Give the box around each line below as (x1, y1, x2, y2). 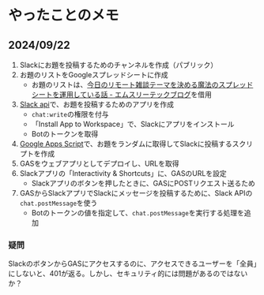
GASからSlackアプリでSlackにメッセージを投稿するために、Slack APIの (19, 189, 253, 197)
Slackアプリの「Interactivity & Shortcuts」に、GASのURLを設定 (19, 169, 227, 177)
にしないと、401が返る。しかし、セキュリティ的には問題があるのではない (8, 269, 248, 278)
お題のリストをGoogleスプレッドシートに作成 (19, 70, 168, 79)
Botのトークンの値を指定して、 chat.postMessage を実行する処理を (31, 208, 245, 217)
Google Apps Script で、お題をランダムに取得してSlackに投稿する (19, 139, 233, 148)
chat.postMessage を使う (19, 198, 98, 207)
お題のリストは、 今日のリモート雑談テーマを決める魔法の (31, 80, 219, 89)
